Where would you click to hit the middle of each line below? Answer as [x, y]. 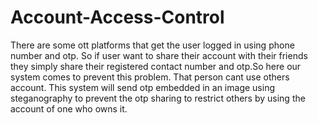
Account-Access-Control [117, 17]
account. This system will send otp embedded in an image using [142, 87]
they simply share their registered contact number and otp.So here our [156, 66]
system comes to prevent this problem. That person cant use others [150, 77]
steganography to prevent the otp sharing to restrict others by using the [158, 98]
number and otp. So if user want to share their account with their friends [159, 55]
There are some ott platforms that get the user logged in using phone [152, 45]
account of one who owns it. [69, 108]
